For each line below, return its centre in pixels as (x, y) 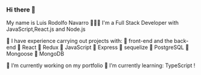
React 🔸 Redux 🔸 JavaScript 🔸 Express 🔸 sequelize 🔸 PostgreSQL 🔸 (105, 47)
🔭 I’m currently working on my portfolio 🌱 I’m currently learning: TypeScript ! (101, 65)
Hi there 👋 (21, 10)
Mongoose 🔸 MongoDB (35, 54)
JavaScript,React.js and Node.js (46, 29)
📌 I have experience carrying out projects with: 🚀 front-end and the (90, 41)
